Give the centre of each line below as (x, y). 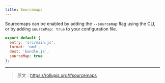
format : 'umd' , (25, 47)
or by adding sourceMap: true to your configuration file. (61, 29)
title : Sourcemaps (24, 10)
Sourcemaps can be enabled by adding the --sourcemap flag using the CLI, (80, 24)
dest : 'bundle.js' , (29, 52)
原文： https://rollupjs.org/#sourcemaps (57, 75)
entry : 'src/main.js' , (33, 42)
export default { (23, 38)
